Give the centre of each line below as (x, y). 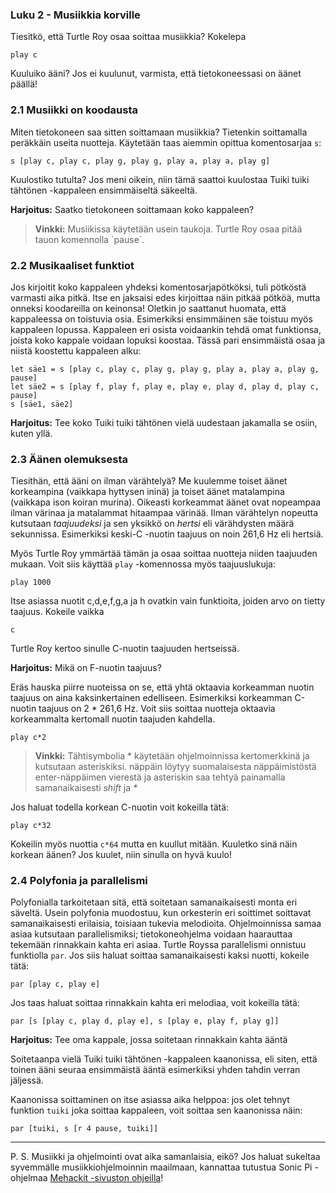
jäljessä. (27, 1080)
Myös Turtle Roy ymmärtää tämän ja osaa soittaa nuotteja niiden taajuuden (164, 554)
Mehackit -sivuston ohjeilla (105, 1178)
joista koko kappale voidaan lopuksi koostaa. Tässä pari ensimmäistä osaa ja (168, 340)
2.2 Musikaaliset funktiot (72, 265)
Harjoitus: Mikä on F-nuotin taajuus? (86, 668)
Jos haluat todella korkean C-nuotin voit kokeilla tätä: (120, 807)
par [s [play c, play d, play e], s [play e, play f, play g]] (145, 1021)
